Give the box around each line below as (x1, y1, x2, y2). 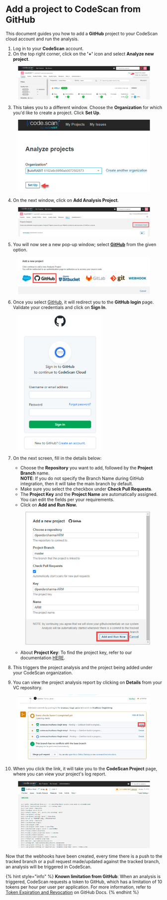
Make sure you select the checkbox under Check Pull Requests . (20, 486, 153, 492)
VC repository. (12, 684, 43, 691)
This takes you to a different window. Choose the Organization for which (12, 104, 163, 110)
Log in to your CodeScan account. (12, 45, 84, 51)
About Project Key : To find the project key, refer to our (20, 649, 132, 655)
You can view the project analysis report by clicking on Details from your (12, 679, 163, 685)
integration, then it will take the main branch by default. (20, 480, 133, 486)
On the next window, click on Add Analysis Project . (12, 197, 119, 203)
